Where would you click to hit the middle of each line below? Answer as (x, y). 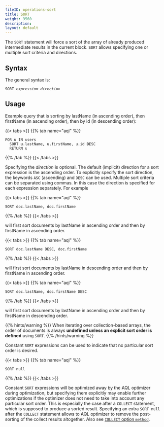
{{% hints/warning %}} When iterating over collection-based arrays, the (78, 325)
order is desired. (22, 350)
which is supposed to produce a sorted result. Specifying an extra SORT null (82, 409)
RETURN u (18, 148)
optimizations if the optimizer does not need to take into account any (75, 398)
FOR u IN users (21, 140)
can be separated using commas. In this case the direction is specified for (80, 182)
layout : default (22, 28)
